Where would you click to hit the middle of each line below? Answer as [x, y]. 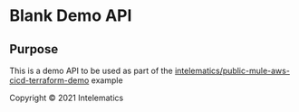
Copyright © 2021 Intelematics [67, 98]
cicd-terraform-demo [49, 80]
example [107, 80]
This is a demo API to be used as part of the [92, 70]
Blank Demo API [71, 16]
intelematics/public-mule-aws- [232, 70]
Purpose [34, 49]
